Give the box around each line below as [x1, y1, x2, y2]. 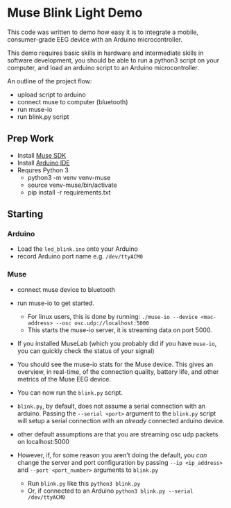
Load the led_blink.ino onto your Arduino [17, 245, 139, 253]
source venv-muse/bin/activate [27, 181, 117, 189]
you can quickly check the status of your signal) [17, 346, 155, 355]
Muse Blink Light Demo [7, 5, 143, 21]
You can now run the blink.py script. [17, 388, 123, 397]
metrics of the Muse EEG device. [17, 375, 111, 383]
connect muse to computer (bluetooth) [17, 97, 128, 106]
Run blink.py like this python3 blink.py [27, 479, 141, 487]
